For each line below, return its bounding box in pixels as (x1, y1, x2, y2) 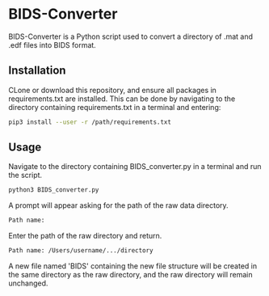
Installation (8, 64, 66, 78)
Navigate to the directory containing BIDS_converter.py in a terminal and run (8, 162, 262, 171)
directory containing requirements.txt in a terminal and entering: (8, 102, 221, 112)
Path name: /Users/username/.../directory (8, 247, 153, 255)
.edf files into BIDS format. (8, 40, 97, 49)
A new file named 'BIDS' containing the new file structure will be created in (8, 261, 257, 271)
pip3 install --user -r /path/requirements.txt (8, 118, 172, 126)
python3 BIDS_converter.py (8, 186, 99, 194)
